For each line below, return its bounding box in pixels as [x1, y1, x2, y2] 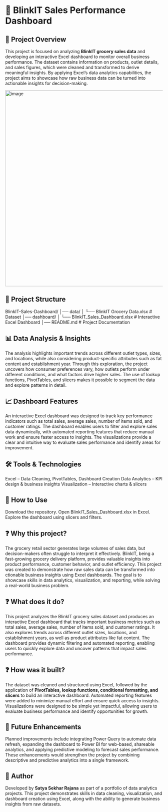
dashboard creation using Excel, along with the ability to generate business [5, 796, 160, 802]
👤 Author [5, 771, 33, 780]
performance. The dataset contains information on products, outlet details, [5, 59, 159, 65]
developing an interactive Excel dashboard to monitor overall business [5, 54, 150, 60]
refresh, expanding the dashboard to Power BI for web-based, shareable [5, 741, 155, 747]
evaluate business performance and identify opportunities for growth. [5, 708, 148, 714]
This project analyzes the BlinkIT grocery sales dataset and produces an [5, 613, 154, 619]
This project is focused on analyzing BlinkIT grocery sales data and [5, 49, 145, 54]
